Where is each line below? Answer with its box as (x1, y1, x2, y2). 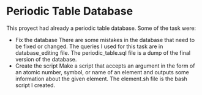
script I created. (15, 81, 56, 89)
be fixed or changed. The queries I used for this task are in (15, 43, 163, 50)
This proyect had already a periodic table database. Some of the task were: (6, 24, 196, 32)
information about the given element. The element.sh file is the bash (15, 75, 188, 82)
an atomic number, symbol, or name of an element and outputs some (15, 68, 190, 76)
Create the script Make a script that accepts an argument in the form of (15, 62, 195, 69)
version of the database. (15, 55, 77, 63)
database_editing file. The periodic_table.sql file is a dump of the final (15, 49, 191, 56)
